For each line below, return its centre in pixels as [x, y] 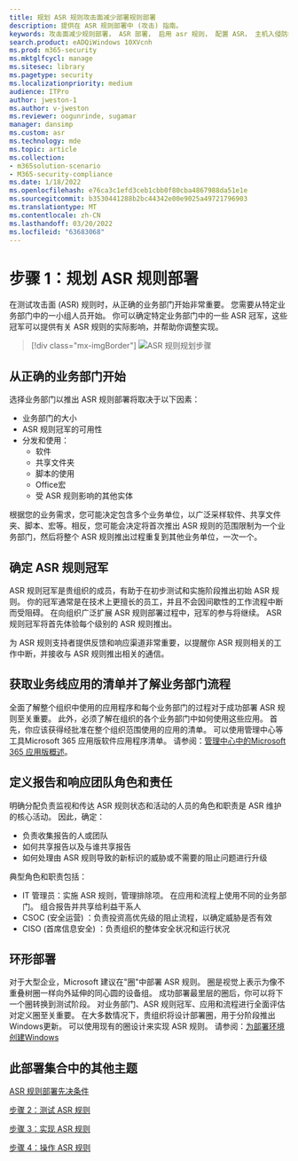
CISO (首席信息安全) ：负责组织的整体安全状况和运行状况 [126, 929]
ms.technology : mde [45, 141]
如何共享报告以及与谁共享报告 [76, 846]
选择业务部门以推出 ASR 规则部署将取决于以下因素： [105, 399]
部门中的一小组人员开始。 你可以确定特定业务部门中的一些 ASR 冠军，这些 [152, 316]
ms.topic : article [43, 149]
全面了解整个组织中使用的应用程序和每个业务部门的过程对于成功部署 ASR [142, 707]
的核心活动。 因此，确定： [57, 816]
